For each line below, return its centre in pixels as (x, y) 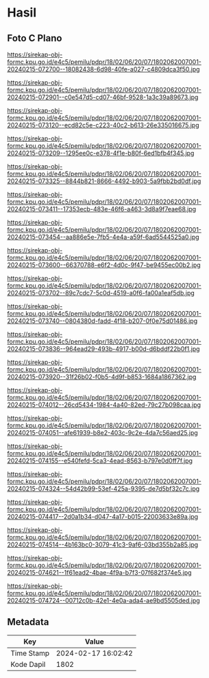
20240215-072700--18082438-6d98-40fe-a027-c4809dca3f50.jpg (103, 69)
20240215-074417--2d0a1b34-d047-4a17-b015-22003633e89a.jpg (103, 517)
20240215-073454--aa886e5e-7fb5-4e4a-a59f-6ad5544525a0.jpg (103, 237)
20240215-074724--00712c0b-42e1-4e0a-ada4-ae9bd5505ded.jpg (103, 601)
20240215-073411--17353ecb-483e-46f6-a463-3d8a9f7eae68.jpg (102, 209)
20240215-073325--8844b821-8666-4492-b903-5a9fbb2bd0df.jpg (104, 181)
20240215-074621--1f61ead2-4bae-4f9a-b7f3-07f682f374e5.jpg (99, 572)
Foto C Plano (35, 38)
